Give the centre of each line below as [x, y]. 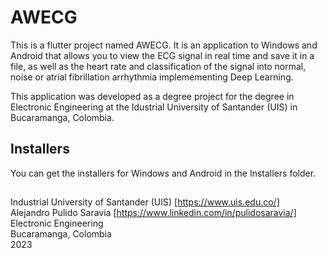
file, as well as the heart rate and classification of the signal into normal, [158, 66]
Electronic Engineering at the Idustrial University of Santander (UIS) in [154, 107]
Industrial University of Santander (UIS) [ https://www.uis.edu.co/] [145, 202]
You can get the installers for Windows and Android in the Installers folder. [163, 173]
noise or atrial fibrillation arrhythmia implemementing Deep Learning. [152, 77]
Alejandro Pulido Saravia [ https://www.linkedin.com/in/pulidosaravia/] [153, 213]
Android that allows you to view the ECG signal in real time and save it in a [162, 55]
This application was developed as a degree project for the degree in [152, 96]
